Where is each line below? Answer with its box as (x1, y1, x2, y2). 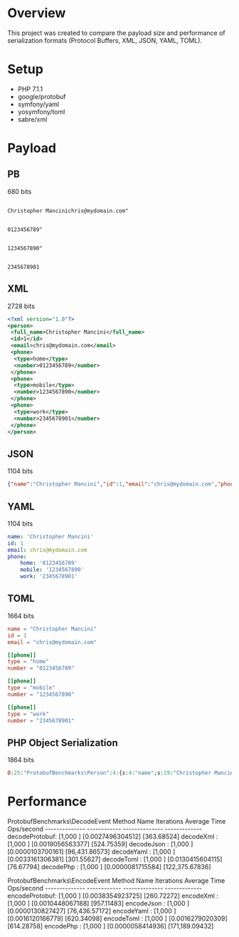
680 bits (7, 187, 32, 195)
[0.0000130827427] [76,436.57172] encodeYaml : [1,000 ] (7, 907, 176, 915)
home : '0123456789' (20, 560, 78, 567)
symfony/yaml (17, 100, 59, 108)
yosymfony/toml (17, 107, 65, 116)
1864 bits (7, 756, 34, 764)
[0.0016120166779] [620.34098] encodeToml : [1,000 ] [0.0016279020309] (7, 914, 228, 923)
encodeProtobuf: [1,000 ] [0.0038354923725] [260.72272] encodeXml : (7, 891, 219, 900)
